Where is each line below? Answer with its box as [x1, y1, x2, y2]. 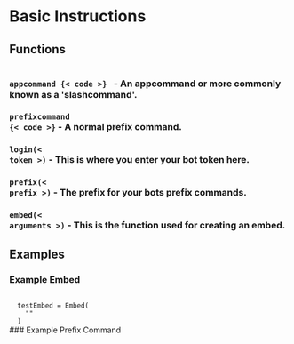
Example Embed [9, 273, 81, 285]
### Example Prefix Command [9, 324, 122, 335]
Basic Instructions [9, 6, 147, 27]
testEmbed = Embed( [17, 300, 90, 310]
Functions [9, 42, 67, 57]
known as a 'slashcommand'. [9, 88, 138, 100]
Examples [9, 246, 65, 261]
